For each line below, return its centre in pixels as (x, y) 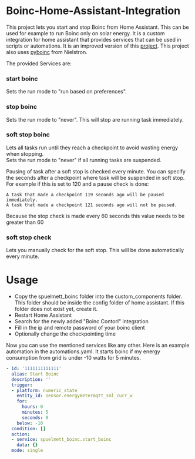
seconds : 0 (35, 418)
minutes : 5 (35, 413)
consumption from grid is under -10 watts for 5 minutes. (74, 358)
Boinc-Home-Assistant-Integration (93, 11)
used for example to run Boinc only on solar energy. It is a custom (86, 33)
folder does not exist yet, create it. (56, 309)
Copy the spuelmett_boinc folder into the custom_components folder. (98, 296)
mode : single (27, 451)
